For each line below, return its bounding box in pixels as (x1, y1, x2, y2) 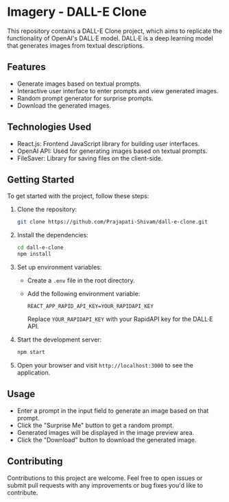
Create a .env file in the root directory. (27, 276, 135, 285)
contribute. (7, 488, 38, 497)
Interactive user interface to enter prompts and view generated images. (16, 86, 219, 95)
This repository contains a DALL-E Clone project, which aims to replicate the (7, 27, 223, 35)
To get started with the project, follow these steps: (7, 192, 149, 200)
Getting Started (7, 174, 75, 185)
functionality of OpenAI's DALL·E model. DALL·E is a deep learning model (7, 34, 214, 42)
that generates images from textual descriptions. (7, 41, 145, 49)
